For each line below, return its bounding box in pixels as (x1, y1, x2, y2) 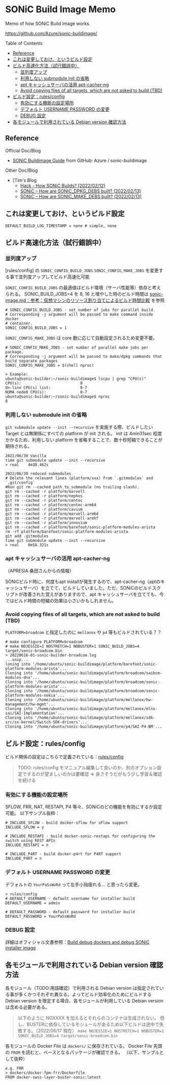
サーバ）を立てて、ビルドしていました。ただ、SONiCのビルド (22, 585, 152, 591)
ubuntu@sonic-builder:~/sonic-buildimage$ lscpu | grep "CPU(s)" (5, 376, 146, 382)
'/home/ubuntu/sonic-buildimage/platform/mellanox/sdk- (35, 715, 156, 721)
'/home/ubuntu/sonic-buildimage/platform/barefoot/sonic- (32, 661, 158, 667)
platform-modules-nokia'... (5, 693, 65, 698)
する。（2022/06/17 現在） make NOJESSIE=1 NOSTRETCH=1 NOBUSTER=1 (22, 1027, 164, 1034)
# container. (5, 321, 33, 326)
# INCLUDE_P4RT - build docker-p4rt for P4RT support (5, 852, 122, 857)
